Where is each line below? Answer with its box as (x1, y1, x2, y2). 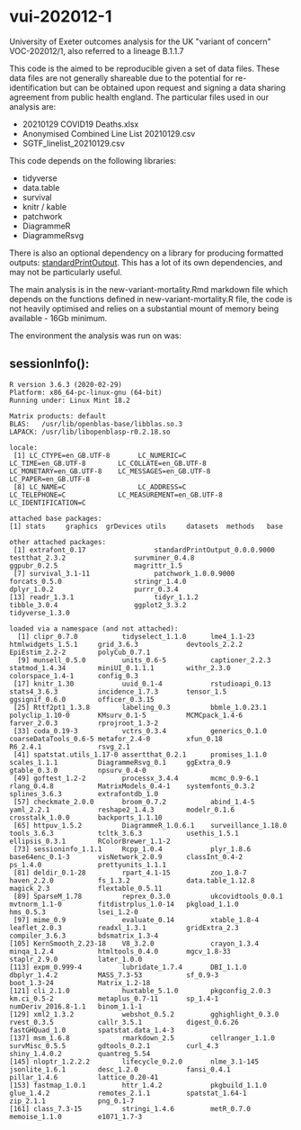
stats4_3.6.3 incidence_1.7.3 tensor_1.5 (9, 686, 227, 696)
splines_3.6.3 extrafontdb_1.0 (9, 789, 159, 798)
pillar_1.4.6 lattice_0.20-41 (9, 1072, 159, 1081)
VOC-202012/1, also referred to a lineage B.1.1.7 (9, 45, 184, 56)
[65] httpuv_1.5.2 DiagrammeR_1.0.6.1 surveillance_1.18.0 (13, 821, 288, 830)
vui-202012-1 (9, 6, 112, 27)
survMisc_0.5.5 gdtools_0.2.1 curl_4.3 (9, 1041, 219, 1050)
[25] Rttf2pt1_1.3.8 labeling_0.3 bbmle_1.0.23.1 (13, 703, 268, 712)
